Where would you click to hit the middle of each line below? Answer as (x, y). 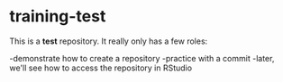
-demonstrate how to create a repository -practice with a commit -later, (142, 58)
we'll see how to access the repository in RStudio (100, 68)
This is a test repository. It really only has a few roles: (109, 41)
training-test (58, 16)
